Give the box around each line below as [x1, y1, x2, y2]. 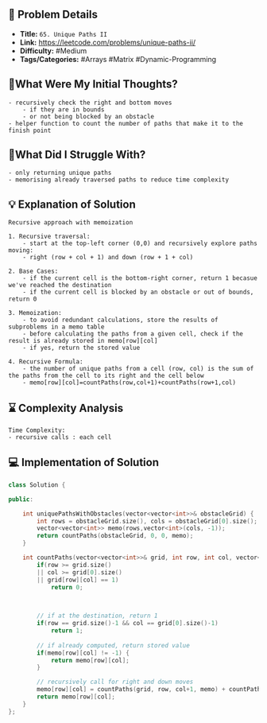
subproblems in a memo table [8, 323, 105, 331]
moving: [8, 247, 34, 255]
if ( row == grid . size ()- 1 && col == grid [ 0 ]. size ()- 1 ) [37, 620, 219, 628]
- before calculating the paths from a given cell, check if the [22, 330, 244, 338]
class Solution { [8, 480, 66, 489]
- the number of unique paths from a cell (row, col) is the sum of [22, 365, 254, 373]
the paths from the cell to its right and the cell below [8, 371, 204, 380]
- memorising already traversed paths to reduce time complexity [8, 176, 229, 184]
